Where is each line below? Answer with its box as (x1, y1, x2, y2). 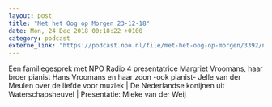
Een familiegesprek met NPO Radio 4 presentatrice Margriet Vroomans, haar (8, 64, 263, 73)
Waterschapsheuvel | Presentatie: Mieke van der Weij (8, 89, 186, 99)
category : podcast (8, 34, 70, 43)
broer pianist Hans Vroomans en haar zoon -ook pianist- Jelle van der (8, 72, 241, 82)
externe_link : (8, 42, 57, 50)
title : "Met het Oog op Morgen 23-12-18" (8, 19, 151, 27)
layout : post (8, 11, 53, 20)
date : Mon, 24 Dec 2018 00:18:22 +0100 (8, 27, 143, 35)
